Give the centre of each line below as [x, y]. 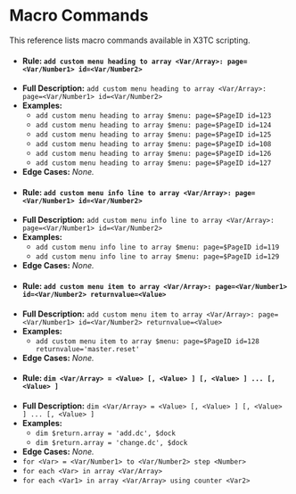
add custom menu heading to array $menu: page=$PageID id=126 [153, 154]
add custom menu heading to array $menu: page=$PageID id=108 [153, 144]
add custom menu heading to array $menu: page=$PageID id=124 [153, 126]
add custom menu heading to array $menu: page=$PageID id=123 [153, 116]
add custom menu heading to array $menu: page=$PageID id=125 [153, 135]
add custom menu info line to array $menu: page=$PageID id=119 [157, 247]
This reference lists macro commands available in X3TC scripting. [130, 40]
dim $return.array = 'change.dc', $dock [111, 442]
